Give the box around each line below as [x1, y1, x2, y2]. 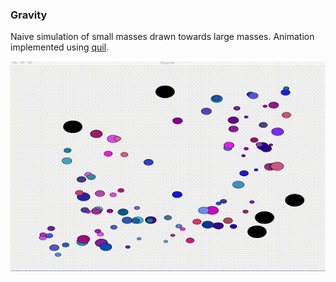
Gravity [10, 8, 48, 22]
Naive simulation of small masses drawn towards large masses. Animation [10, 31, 315, 43]
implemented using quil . [10, 41, 110, 53]
